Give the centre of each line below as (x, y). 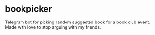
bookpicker (29, 9)
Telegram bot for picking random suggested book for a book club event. (78, 22)
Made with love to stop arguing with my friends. (53, 27)
